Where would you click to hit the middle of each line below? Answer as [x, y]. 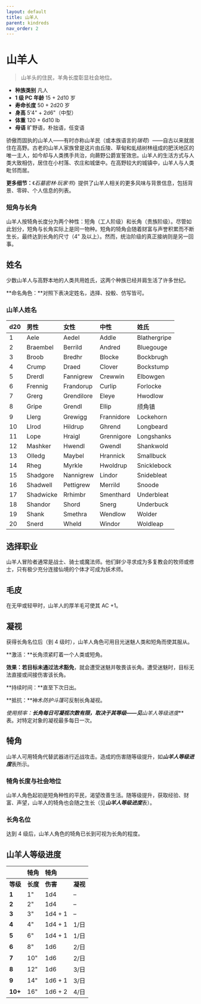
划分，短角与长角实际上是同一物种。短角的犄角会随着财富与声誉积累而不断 [103, 229]
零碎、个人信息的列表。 [45, 191]
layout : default [26, 12]
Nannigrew [79, 475]
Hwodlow [150, 395]
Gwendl [110, 446]
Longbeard [152, 427]
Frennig [37, 386]
